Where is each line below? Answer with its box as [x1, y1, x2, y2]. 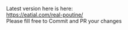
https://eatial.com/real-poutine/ [6, 11, 83, 18]
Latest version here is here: [6, 5, 73, 12]
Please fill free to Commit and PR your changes [6, 18, 122, 24]
